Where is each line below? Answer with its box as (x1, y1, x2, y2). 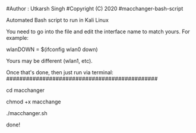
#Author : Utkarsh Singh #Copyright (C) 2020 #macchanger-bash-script (6, 5, 184, 12)
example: (6, 34, 29, 41)
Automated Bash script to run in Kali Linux (6, 17, 109, 23)
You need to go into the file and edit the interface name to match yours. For (6, 28, 190, 35)
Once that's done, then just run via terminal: (6, 69, 114, 76)
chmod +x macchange (6, 98, 61, 105)
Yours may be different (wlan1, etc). (6, 58, 93, 64)
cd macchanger (6, 87, 45, 94)
